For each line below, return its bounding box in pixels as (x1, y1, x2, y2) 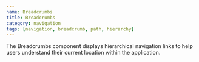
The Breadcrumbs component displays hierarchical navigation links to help (6, 43, 193, 50)
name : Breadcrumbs (6, 9, 53, 15)
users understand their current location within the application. (6, 49, 161, 57)
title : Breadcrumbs (6, 15, 56, 21)
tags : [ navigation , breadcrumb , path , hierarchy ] (6, 26, 135, 32)
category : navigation (6, 20, 61, 26)
